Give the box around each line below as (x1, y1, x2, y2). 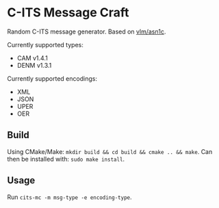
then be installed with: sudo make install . (7, 155, 125, 163)
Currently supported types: (7, 40, 84, 49)
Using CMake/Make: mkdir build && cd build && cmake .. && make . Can (7, 147, 213, 155)
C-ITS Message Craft (7, 5, 129, 21)
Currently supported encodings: (7, 74, 98, 83)
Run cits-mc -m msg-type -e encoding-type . (7, 193, 132, 201)
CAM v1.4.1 (16, 53, 48, 62)
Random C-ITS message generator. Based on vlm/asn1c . (7, 27, 166, 36)
